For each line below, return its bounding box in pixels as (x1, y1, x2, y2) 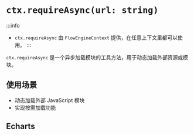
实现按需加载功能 (14, 104, 56, 111)
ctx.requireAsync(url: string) (6, 5, 159, 16)
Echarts (6, 122, 35, 131)
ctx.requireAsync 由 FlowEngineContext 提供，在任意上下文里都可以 (14, 34, 178, 41)
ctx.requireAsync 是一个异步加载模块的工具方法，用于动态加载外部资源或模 (6, 53, 189, 60)
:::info (6, 22, 20, 29)
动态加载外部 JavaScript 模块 (14, 96, 85, 104)
